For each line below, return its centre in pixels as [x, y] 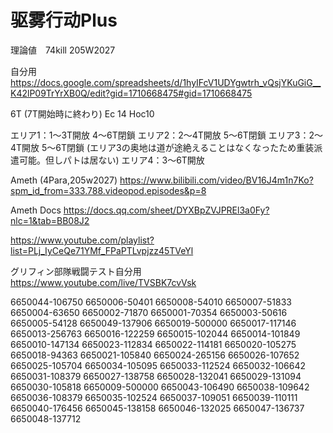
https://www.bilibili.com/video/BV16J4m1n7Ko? [216, 180]
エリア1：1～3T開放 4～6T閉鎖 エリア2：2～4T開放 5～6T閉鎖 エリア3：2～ [166, 135]
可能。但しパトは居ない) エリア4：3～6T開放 [111, 160]
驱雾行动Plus [64, 20]
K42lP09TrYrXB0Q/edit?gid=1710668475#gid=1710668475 [131, 93]
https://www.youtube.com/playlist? [82, 240]
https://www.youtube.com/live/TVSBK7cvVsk [103, 282]
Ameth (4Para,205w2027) [64, 180]
